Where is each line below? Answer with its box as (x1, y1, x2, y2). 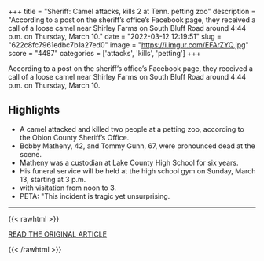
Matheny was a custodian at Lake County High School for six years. (19, 158, 239, 167)
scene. (19, 149, 42, 158)
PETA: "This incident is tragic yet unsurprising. (19, 191, 170, 200)
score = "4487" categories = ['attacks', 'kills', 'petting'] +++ (8, 49, 202, 58)
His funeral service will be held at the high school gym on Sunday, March (19, 166, 256, 176)
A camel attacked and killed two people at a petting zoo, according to (19, 124, 245, 133)
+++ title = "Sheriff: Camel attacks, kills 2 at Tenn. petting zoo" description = (8, 7, 256, 16)
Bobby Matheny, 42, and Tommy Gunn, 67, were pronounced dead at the (19, 141, 255, 151)
